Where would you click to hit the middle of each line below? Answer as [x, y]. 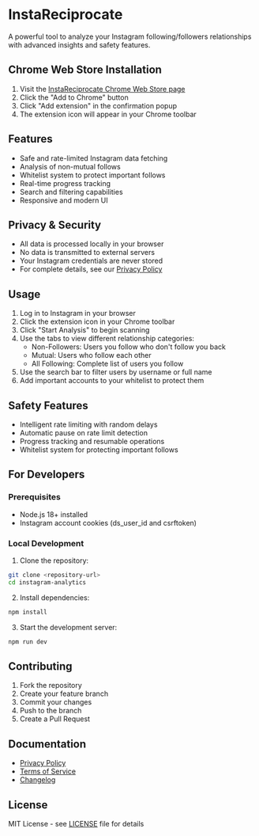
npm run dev [28, 642]
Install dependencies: [54, 597]
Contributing [40, 666]
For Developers [47, 475]
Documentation [47, 744]
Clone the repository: [54, 560]
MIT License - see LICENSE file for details [76, 823]
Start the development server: [68, 627]
